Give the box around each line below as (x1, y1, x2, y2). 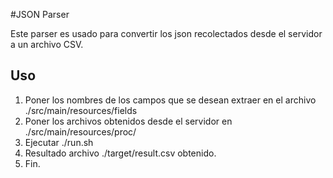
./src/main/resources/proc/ (24, 125, 137, 138)
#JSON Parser (10, 9, 70, 20)
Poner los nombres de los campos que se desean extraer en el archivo (24, 94, 317, 106)
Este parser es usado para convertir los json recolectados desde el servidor (10, 28, 323, 39)
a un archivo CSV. (10, 39, 84, 50)
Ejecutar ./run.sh (24, 136, 94, 148)
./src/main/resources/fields (24, 104, 138, 116)
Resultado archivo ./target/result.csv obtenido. (24, 147, 217, 159)
